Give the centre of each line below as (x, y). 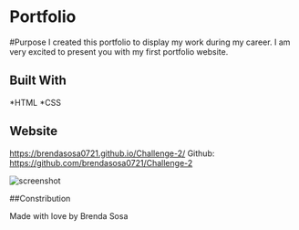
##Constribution (40, 198)
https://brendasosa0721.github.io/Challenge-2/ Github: (112, 153)
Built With (38, 81)
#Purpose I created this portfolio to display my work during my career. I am (150, 42)
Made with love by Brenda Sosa (69, 215)
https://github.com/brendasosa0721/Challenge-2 (101, 162)
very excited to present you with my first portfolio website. (119, 51)
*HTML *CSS (36, 102)
